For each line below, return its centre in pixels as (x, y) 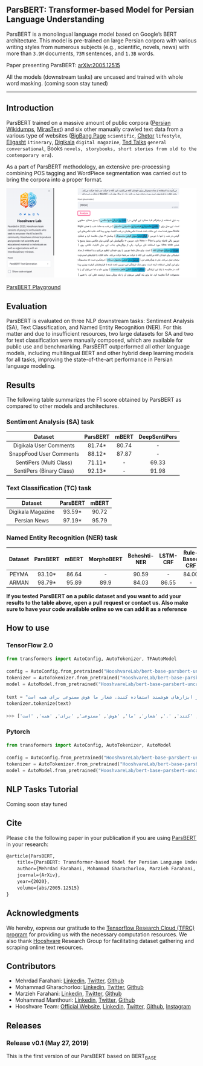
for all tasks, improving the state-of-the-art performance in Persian (90, 359)
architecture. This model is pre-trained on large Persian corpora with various (101, 40)
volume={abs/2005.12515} (48, 888)
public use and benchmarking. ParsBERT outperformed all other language (98, 347)
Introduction (30, 108)
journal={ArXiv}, (39, 875)
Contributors (31, 966)
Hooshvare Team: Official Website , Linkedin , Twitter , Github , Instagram (103, 1007)
